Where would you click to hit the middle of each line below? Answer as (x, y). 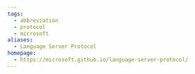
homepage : (22, 54)
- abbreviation (36, 20)
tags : (15, 14)
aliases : (20, 40)
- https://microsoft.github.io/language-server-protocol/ (101, 60)
